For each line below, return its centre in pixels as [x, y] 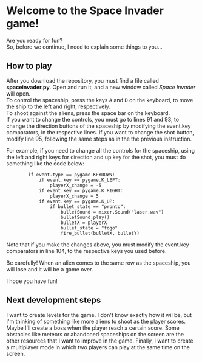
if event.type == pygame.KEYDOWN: [72, 175]
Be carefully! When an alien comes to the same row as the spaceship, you [99, 263]
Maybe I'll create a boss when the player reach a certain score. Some [93, 328]
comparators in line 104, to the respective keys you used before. [86, 251]
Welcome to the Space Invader [85, 11]
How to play [29, 66]
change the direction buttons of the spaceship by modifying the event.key [99, 126]
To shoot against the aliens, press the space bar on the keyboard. [88, 113]
